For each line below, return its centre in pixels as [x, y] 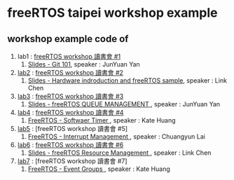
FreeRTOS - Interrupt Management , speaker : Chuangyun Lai [116, 137]
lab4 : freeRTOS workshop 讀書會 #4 [70, 112]
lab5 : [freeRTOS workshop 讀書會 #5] [73, 129]
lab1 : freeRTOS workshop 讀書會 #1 [69, 56]
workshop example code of [68, 39]
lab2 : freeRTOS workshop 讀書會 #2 [70, 72]
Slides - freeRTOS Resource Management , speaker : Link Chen [119, 153]
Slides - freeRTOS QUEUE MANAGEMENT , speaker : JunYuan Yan [124, 104]
